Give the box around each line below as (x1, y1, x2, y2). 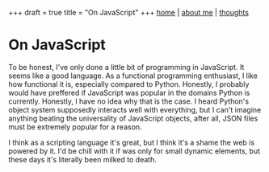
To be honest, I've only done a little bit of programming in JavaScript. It (8, 62, 245, 72)
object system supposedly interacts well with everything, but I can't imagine (8, 104, 262, 114)
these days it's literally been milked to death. (8, 154, 158, 164)
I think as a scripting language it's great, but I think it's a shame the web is (8, 137, 255, 147)
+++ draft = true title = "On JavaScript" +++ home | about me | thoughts (8, 8, 249, 17)
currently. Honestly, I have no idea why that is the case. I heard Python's (8, 96, 249, 106)
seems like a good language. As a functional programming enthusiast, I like (8, 71, 258, 80)
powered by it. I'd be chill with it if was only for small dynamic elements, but (8, 145, 261, 156)
